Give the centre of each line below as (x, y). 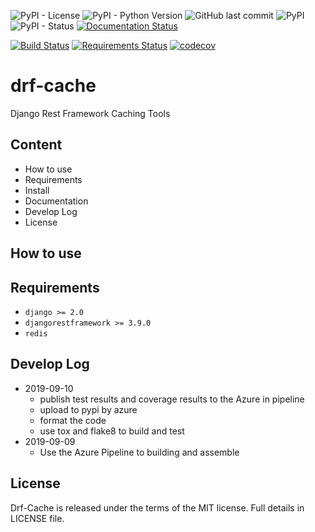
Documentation (56, 201)
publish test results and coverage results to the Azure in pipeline (172, 399)
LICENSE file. (37, 518)
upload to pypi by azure (88, 409)
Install (37, 190)
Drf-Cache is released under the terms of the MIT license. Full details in (157, 507)
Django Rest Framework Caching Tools (90, 113)
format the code (73, 420)
